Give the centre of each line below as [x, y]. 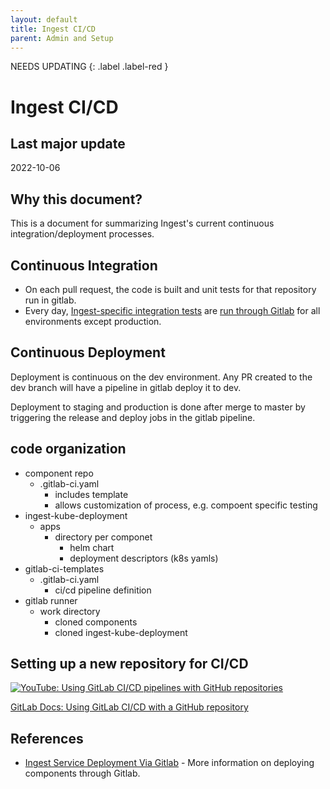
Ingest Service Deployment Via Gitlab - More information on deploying [169, 763]
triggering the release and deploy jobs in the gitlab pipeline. [133, 417]
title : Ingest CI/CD [53, 29]
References [47, 738]
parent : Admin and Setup [62, 38]
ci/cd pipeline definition [103, 590]
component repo [59, 473]
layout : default [44, 19]
